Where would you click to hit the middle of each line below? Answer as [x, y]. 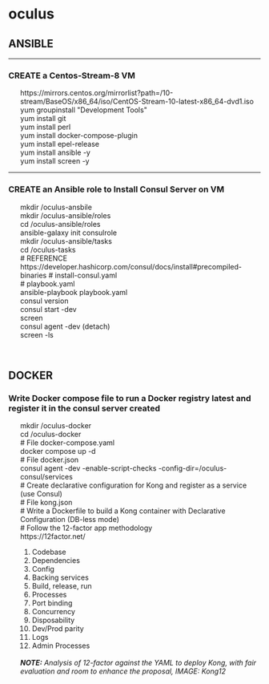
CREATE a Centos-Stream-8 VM [72, 75]
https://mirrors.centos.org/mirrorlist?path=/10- [96, 93]
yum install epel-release [60, 144]
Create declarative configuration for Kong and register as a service [137, 485]
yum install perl [45, 127]
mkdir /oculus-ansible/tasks [66, 241]
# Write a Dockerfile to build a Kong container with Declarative [122, 511]
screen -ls [36, 334]
